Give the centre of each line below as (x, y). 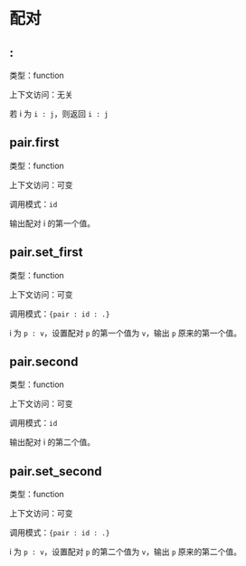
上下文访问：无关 (41, 94)
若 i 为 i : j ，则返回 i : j (59, 113)
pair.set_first (46, 253)
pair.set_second (56, 471)
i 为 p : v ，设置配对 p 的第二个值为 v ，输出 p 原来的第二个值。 (126, 552)
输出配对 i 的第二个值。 (52, 442)
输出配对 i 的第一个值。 (52, 223)
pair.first (34, 142)
